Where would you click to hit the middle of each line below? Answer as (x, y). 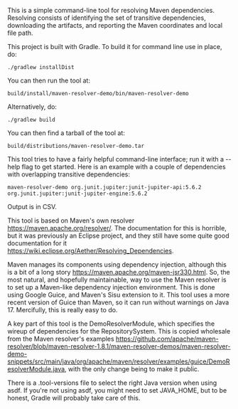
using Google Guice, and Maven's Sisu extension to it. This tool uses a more (119, 295)
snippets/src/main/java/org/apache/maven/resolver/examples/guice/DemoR (119, 361)
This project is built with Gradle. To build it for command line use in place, (115, 47)
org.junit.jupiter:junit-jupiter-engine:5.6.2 (77, 193)
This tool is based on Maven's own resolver (71, 221)
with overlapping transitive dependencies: (69, 174)
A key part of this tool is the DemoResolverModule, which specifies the (111, 324)
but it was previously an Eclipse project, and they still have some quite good (118, 235)
